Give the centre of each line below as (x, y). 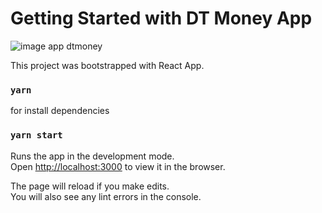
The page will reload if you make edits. (90, 186)
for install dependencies (60, 111)
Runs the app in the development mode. (92, 156)
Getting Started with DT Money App (161, 18)
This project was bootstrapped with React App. (107, 65)
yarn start (36, 135)
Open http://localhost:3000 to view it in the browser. (118, 166)
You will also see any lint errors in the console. (106, 196)
